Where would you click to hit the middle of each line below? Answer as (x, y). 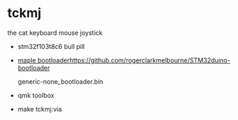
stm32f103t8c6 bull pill (51, 46)
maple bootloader (43, 60)
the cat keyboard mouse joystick (55, 33)
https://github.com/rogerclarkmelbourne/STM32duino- (150, 60)
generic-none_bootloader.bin (60, 81)
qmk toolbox (36, 95)
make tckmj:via (40, 109)
